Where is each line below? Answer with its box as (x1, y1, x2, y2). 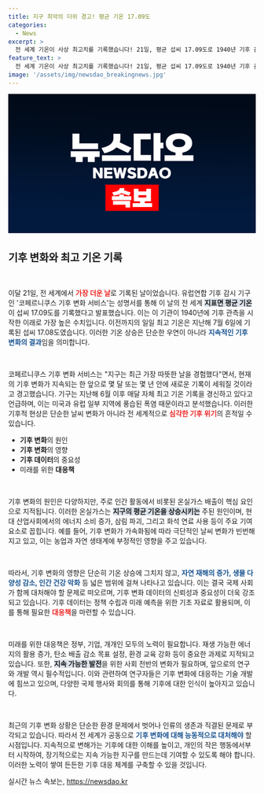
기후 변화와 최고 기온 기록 (8, 250, 123, 264)
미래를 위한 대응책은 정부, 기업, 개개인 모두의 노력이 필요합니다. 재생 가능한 (8, 640, 236, 649)
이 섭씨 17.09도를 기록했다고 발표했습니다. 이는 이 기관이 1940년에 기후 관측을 (8, 308, 246, 318)
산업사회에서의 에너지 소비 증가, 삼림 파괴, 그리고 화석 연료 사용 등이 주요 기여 (16, 516, 253, 526)
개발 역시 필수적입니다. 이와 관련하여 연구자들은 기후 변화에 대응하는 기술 (16, 669, 239, 678)
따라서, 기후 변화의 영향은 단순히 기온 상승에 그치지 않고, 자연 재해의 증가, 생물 (8, 568, 246, 578)
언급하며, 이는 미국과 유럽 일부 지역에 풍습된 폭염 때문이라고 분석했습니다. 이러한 (8, 399, 254, 408)
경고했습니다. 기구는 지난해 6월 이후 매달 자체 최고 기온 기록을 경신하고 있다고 (16, 390, 253, 399)
